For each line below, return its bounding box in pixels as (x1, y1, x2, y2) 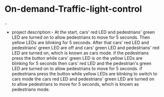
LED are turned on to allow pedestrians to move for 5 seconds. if (11, 65, 142, 72)
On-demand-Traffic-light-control (4, 3, 142, 15)
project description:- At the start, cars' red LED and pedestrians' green (11, 29, 155, 35)
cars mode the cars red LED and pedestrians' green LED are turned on (11, 76, 155, 82)
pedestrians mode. (11, 86, 50, 92)
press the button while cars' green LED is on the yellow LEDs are (11, 55, 143, 61)
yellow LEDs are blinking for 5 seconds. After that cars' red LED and (11, 39, 149, 45)
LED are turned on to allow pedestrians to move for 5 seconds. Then (11, 34, 150, 40)
